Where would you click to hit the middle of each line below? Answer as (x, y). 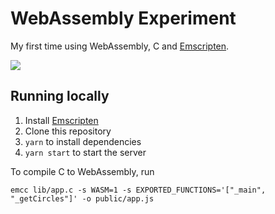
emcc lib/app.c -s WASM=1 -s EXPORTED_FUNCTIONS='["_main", (138, 190)
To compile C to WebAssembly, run (82, 171)
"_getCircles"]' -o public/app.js (82, 198)
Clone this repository (68, 131)
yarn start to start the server (85, 152)
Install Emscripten (61, 120)
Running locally (60, 96)
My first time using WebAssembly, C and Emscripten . (120, 46)
